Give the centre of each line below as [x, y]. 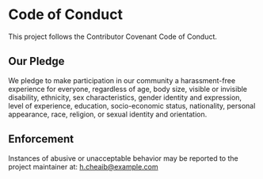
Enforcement [41, 139]
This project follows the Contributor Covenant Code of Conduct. [113, 36]
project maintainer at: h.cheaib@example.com [83, 166]
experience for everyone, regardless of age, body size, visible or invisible [128, 89]
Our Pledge [36, 61]
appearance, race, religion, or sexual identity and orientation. [108, 114]
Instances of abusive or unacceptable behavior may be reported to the [124, 158]
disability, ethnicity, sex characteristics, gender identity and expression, [125, 97]
